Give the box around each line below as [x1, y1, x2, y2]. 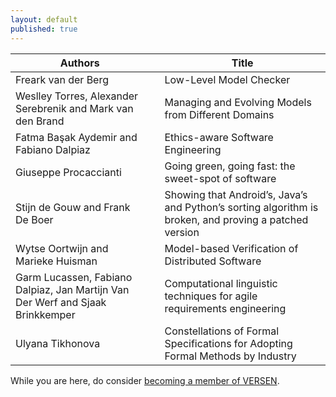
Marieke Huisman [15, 254, 98, 268]
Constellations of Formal [164, 324, 280, 338]
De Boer [15, 212, 54, 226]
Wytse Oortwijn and [15, 241, 109, 255]
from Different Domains [164, 107, 275, 121]
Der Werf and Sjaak [15, 295, 107, 309]
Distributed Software [164, 254, 262, 268]
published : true [10, 24, 78, 34]
